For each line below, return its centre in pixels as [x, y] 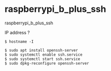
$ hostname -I [19, 41]
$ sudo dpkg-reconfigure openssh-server [47, 63]
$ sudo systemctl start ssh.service [42, 59]
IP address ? [17, 32]
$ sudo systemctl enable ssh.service [44, 55]
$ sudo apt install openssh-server [41, 50]
